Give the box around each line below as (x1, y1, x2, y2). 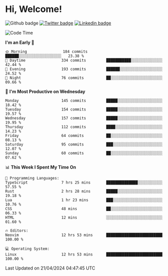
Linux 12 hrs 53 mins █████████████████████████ (5, 251, 163, 257)
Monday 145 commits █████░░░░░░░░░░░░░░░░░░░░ (5, 98, 163, 103)
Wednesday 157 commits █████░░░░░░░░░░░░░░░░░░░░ (5, 115, 163, 120)
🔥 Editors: (5, 228, 29, 233)
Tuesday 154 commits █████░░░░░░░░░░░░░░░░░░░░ (5, 106, 163, 112)
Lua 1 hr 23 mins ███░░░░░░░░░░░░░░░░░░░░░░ (5, 197, 163, 202)
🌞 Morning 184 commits (5, 49, 88, 54)
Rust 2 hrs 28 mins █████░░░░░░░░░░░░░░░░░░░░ (5, 188, 163, 193)
